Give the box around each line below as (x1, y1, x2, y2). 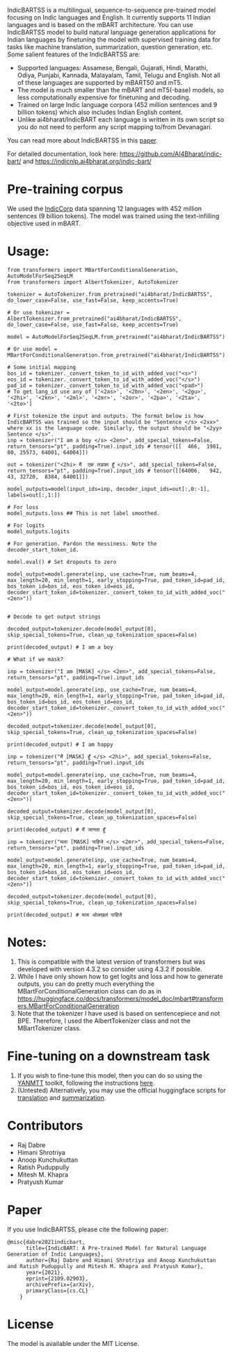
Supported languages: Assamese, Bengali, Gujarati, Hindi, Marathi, (17, 64, 209, 72)
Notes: (7, 934, 47, 950)
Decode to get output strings (13, 613, 101, 620)
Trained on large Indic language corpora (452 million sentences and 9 (17, 101, 218, 108)
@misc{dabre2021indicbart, (7, 1238, 86, 1245)
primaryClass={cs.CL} (25, 1287, 89, 1294)
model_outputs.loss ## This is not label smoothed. (7, 510, 160, 517)
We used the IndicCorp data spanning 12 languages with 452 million (7, 204, 202, 213)
